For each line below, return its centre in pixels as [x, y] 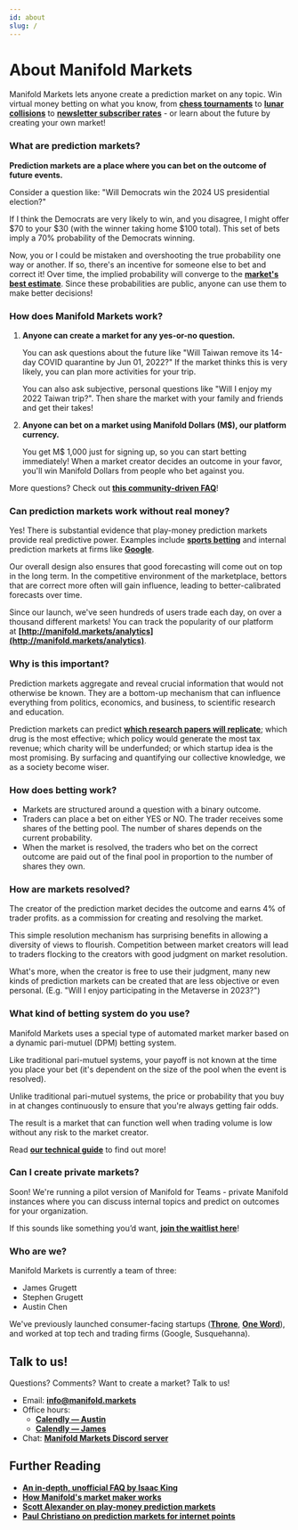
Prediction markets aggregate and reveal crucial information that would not [146, 683]
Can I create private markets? [74, 1173]
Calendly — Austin [71, 1419]
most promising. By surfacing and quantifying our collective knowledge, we [148, 757]
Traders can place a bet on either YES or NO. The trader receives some [153, 818]
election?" [28, 201]
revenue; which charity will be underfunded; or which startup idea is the [141, 748]
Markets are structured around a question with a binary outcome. [141, 809]
